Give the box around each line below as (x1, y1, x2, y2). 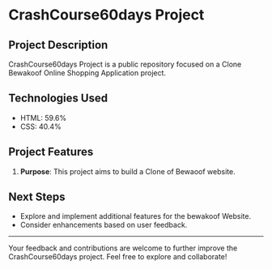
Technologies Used (8, 92, 108, 105)
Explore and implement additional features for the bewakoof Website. (19, 211, 252, 221)
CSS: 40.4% (19, 122, 62, 131)
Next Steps (8, 190, 66, 204)
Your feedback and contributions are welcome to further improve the (8, 243, 238, 253)
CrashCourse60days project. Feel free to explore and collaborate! (8, 252, 227, 262)
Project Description (8, 38, 108, 52)
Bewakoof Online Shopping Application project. (8, 68, 167, 78)
